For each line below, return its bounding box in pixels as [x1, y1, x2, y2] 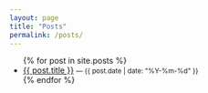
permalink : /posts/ [9, 30, 84, 39]
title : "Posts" [9, 22, 68, 31]
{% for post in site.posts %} [22, 56, 128, 67]
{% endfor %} [22, 75, 76, 86]
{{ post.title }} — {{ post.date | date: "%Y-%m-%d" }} [22, 65, 199, 76]
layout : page [9, 13, 59, 23]
